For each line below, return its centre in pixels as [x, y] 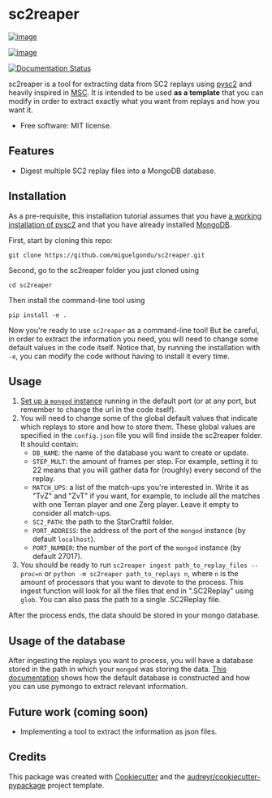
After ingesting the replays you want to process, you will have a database [131, 661]
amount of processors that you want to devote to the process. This [132, 583]
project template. [76, 785]
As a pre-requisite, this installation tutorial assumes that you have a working [135, 215]
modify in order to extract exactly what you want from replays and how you [134, 101]
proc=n [31, 575]
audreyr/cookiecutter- [223, 776]
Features [31, 151]
